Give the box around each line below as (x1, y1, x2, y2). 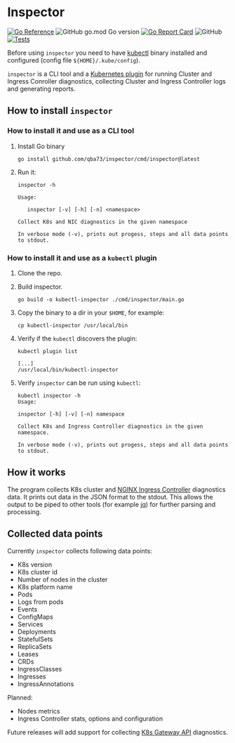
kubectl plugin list (17, 348, 78, 355)
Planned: (7, 693, 33, 702)
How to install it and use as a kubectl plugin (7, 253, 158, 263)
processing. (7, 507, 42, 516)
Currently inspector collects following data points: (7, 546, 152, 555)
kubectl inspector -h (17, 392, 81, 399)
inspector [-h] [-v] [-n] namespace (17, 410, 125, 418)
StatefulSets (17, 635, 53, 643)
